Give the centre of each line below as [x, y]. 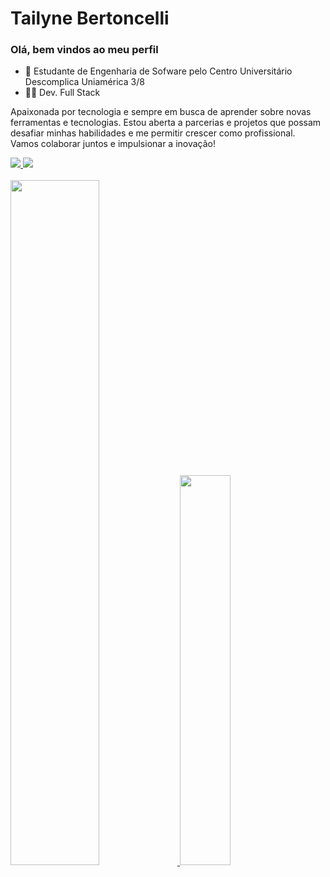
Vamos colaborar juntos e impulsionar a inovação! [113, 144]
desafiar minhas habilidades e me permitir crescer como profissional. [153, 133]
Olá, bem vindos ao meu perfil [84, 50]
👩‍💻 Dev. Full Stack [62, 93]
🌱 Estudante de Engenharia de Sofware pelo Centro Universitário [158, 71]
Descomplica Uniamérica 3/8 [84, 82]
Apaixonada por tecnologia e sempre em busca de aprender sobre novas [161, 112]
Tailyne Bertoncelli [90, 18]
